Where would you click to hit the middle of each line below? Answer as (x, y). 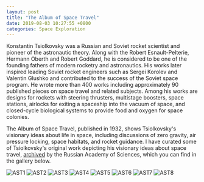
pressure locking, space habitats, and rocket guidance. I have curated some (101, 142)
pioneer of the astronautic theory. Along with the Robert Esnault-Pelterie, (98, 53)
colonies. (18, 117)
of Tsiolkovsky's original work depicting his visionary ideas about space (97, 148)
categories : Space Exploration (46, 29)
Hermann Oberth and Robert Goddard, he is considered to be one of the (97, 59)
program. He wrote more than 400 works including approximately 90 (93, 85)
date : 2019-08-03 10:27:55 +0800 (49, 23)
